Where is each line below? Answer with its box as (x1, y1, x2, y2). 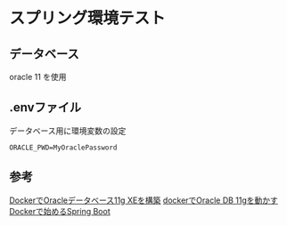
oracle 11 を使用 (9, 72, 67, 82)
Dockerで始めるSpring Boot (9, 205, 111, 216)
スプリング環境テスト (9, 8, 167, 28)
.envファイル (9, 100, 82, 116)
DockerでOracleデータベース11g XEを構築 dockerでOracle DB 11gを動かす (9, 195, 279, 205)
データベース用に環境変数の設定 (9, 125, 127, 136)
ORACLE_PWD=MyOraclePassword (9, 143, 118, 152)
